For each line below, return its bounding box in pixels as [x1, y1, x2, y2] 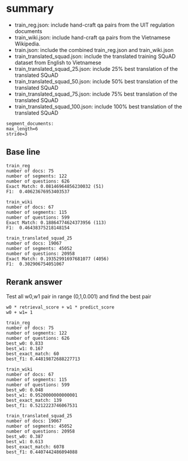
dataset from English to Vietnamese [14, 59, 101, 66]
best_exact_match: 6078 [6, 444, 65, 450]
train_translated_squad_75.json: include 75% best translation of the [14, 90, 178, 98]
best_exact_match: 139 [6, 397, 62, 403]
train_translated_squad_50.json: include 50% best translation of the [14, 77, 178, 85]
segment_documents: [6, 121, 54, 126]
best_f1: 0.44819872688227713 [6, 356, 81, 362]
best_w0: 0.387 [6, 433, 44, 439]
